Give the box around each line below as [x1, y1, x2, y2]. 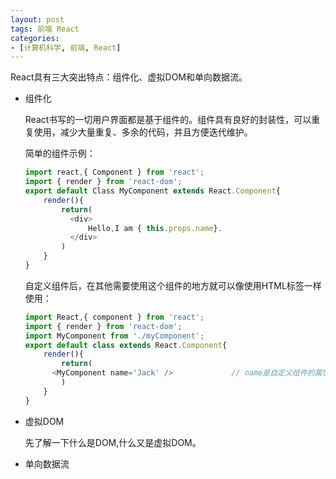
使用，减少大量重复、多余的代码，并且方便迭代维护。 [33, 126, 253, 138]
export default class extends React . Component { [24, 340, 228, 350]
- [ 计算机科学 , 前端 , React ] [10, 42, 122, 53]
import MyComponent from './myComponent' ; [24, 331, 205, 341]
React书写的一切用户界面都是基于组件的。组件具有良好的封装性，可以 [24, 114, 312, 126]
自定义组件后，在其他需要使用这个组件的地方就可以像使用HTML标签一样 [24, 279, 322, 291]
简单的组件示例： [24, 147, 96, 160]
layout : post [10, 14, 65, 25]
